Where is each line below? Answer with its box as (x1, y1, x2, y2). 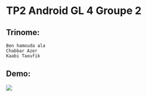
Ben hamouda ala (6, 43, 45, 49)
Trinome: (6, 27, 40, 37)
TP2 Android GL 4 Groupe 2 (6, 4, 142, 18)
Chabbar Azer (6, 48, 38, 54)
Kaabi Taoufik (6, 53, 41, 59)
